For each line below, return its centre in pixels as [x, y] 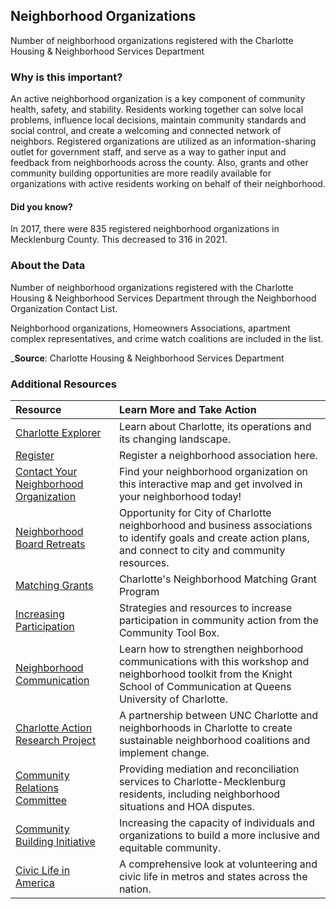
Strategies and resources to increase [205, 607]
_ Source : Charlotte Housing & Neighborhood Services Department [147, 358]
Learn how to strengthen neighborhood [211, 649]
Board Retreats [50, 544]
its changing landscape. [175, 439]
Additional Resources [63, 384]
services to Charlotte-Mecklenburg [202, 781]
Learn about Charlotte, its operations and [215, 426]
